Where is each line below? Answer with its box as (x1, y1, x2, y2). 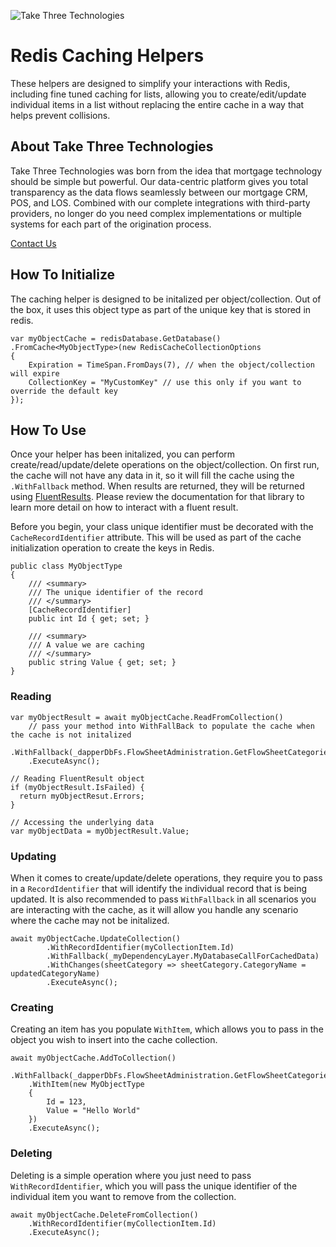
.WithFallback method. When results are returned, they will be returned (10, 480, 305, 492)
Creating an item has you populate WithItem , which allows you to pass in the (10, 1023, 324, 1035)
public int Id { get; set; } (28, 614, 150, 624)
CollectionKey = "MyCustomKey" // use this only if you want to (28, 377, 302, 387)
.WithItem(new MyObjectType (28, 1080, 145, 1090)
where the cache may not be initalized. (10, 914, 170, 926)
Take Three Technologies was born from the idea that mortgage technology (10, 165, 323, 177)
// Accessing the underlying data (10, 817, 155, 827)
